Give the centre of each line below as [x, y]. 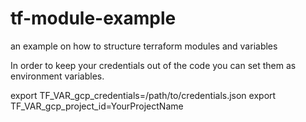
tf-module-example [93, 18]
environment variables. [57, 76]
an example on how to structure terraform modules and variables [144, 46]
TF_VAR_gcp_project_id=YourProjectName [97, 106]
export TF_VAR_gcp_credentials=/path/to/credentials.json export [143, 95]
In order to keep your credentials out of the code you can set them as [153, 65]
